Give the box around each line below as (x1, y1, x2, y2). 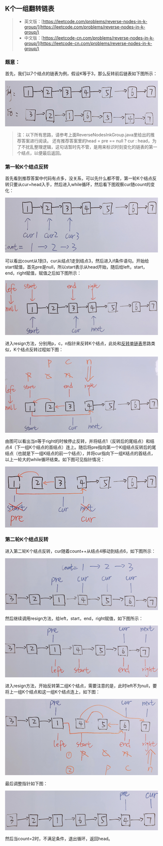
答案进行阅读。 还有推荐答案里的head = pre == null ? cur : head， (21, 138, 152, 144)
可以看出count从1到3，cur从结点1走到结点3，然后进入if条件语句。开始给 (5, 258, 149, 264)
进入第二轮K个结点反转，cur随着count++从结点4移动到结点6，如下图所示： (5, 548, 156, 554)
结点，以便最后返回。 (21, 150, 64, 156)
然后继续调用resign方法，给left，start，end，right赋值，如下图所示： (5, 615, 143, 621)
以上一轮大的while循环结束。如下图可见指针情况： (5, 457, 105, 462)
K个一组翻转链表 (5, 4, 55, 13)
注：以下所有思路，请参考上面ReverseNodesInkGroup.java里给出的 (16, 132, 151, 138)
